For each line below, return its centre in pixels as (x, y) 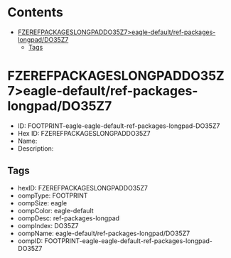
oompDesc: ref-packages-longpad (68, 218)
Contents (36, 12)
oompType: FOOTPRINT (53, 195)
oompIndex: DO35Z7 (48, 225)
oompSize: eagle (42, 203)
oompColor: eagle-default (55, 210)
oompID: (30, 241)
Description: (36, 148)
